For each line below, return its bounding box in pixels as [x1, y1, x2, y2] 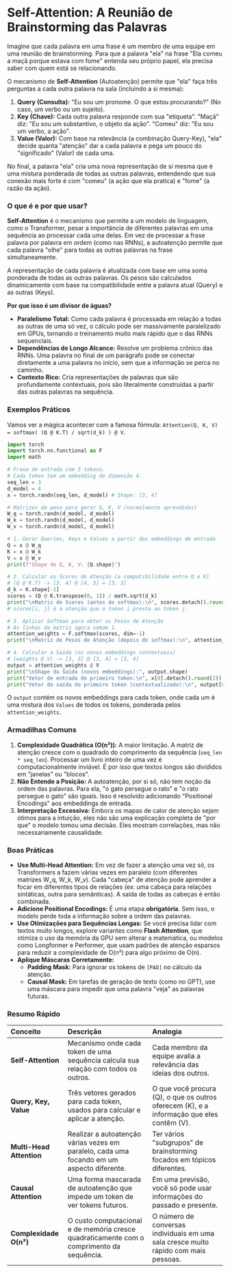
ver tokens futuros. [67, 1200, 129, 1210]
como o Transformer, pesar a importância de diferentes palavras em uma [7, 224, 214, 233]
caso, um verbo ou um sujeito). [16, 105, 105, 113]
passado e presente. [152, 1200, 218, 1210]
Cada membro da [152, 1043, 208, 1052]
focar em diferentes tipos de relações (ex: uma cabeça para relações [16, 883, 212, 891]
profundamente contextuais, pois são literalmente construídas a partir [16, 381, 214, 389]
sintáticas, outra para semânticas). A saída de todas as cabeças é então [16, 890, 220, 898]
